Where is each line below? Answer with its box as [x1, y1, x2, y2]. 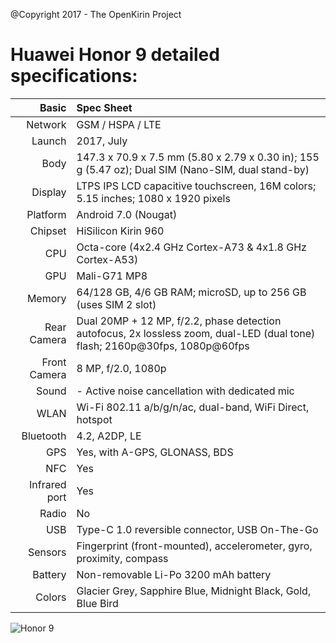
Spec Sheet [76, 100, 133, 114]
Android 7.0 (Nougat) [76, 207, 178, 221]
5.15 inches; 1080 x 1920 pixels [76, 191, 231, 205]
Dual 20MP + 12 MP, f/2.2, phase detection [76, 314, 282, 328]
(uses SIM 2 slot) [76, 297, 157, 311]
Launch [31, 134, 67, 148]
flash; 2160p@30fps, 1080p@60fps [76, 339, 250, 353]
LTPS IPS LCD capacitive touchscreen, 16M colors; [76, 179, 317, 193]
